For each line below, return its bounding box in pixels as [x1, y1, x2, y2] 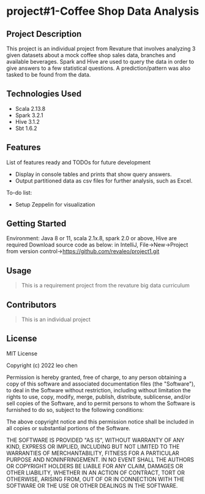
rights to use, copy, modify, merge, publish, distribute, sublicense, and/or [6, 393, 191, 400]
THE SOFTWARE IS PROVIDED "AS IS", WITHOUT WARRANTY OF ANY [6, 436, 185, 444]
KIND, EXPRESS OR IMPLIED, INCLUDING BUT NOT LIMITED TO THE [6, 443, 180, 450]
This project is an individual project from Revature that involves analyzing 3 [6, 45, 196, 52]
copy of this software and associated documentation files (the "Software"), [6, 380, 196, 387]
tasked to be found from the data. [6, 71, 91, 78]
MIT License [6, 349, 38, 357]
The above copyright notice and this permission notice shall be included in [6, 418, 194, 425]
